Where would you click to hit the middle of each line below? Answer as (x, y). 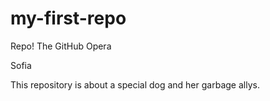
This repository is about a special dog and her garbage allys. (135, 84)
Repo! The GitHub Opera (61, 46)
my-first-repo (68, 18)
